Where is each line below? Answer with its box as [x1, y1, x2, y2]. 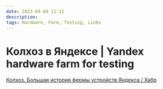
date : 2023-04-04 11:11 [6, 8, 65, 15]
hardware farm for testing [6, 57, 134, 70]
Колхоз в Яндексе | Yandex [6, 44, 144, 58]
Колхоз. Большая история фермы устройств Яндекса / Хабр [6, 77, 157, 84]
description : [6, 14, 38, 20]
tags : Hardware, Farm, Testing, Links [6, 19, 101, 25]
